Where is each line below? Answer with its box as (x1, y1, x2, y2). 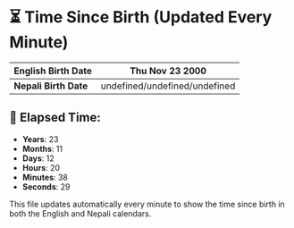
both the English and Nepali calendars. (9, 207, 152, 219)
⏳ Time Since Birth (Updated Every (9, 7, 273, 28)
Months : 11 (21, 143, 63, 154)
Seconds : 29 (21, 181, 71, 192)
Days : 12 (21, 153, 55, 164)
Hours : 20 (21, 162, 61, 173)
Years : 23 (21, 133, 59, 144)
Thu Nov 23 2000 (129, 64, 207, 77)
